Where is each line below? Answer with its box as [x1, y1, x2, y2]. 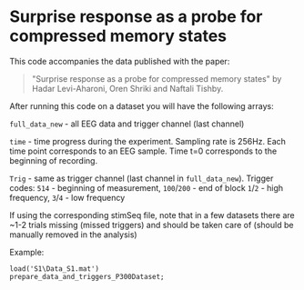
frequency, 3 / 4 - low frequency [9, 192, 126, 203]
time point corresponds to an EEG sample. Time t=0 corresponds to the [9, 145, 278, 156]
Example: [9, 246, 45, 257]
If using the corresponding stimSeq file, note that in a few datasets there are [9, 209, 295, 220]
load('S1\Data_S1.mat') [9, 264, 100, 274]
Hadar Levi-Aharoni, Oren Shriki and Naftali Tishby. [31, 83, 224, 94]
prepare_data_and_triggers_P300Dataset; [9, 272, 166, 281]
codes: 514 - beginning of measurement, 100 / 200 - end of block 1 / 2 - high [9, 182, 284, 193]
